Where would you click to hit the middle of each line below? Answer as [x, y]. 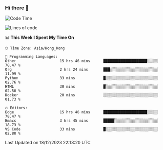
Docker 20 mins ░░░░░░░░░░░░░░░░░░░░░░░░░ [82, 95]
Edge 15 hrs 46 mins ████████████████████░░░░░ [82, 112]
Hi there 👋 [17, 8]
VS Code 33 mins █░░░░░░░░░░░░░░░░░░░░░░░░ [82, 129]
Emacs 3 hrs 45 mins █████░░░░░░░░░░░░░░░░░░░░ [82, 121]
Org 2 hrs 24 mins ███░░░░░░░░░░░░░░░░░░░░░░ [82, 70]
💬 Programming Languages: [31, 57]
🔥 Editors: [16, 108]
